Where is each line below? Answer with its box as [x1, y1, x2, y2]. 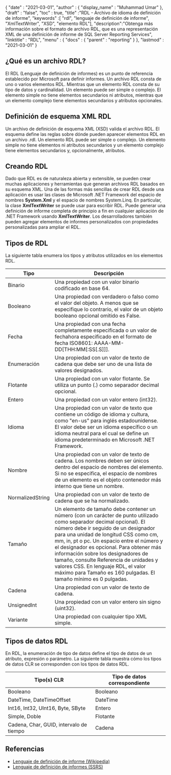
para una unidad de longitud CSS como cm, [54, 531, 159, 538]
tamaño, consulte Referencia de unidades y [54, 557, 158, 564]
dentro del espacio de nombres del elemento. [54, 464, 163, 471]
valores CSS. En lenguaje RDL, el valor [54, 563, 146, 570]
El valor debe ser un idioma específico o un [54, 423, 158, 430]
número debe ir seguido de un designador [54, 525, 155, 532]
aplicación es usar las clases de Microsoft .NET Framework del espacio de [5, 192, 161, 198]
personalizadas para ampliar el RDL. [5, 224, 81, 231]
